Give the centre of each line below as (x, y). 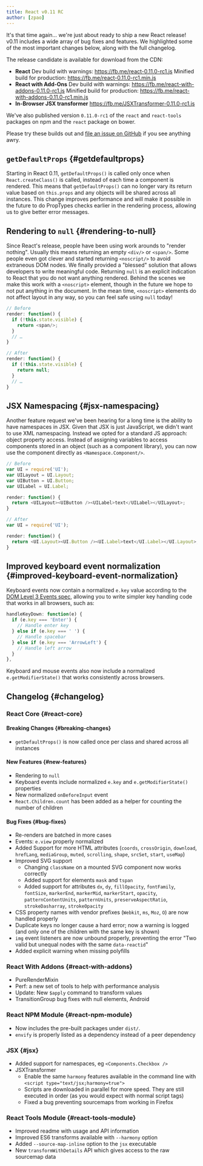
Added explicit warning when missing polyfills (72, 951)
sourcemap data (35, 1157)
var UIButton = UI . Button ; (40, 481)
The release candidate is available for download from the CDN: (85, 59)
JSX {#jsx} (23, 1050)
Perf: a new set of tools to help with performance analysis (87, 987)
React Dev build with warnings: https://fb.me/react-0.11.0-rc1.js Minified (105, 71)
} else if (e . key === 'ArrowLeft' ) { (59, 642)
